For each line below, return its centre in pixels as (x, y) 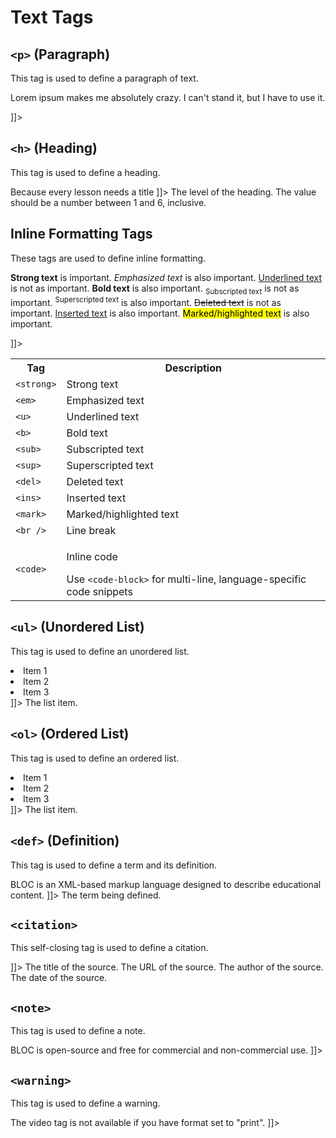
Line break (91, 531)
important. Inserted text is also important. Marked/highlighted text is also (160, 313)
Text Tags (52, 17)
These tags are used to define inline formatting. (108, 258)
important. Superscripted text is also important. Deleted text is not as (146, 302)
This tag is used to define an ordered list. (95, 758)
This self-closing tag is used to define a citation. (109, 948)
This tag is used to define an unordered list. (100, 651)
